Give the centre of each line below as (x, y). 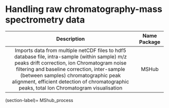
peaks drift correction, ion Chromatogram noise (70, 62)
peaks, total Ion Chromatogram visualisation (70, 87)
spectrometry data (45, 20)
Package (150, 42)
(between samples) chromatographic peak (70, 75)
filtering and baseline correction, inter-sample (70, 69)
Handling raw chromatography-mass (84, 9)
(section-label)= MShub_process (39, 100)
